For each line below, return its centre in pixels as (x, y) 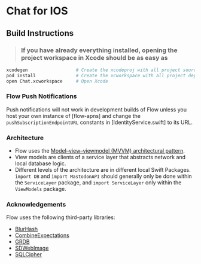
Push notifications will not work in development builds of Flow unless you (97, 110)
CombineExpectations (42, 235)
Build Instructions (40, 33)
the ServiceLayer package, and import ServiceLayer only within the (98, 183)
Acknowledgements (36, 205)
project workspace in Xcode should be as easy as (94, 57)
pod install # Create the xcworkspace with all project (96, 75)
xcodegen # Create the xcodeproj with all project (93, 70)
